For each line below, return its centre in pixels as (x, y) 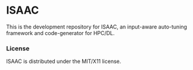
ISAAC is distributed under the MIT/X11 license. (64, 61)
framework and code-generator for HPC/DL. (60, 33)
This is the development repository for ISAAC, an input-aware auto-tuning (97, 27)
